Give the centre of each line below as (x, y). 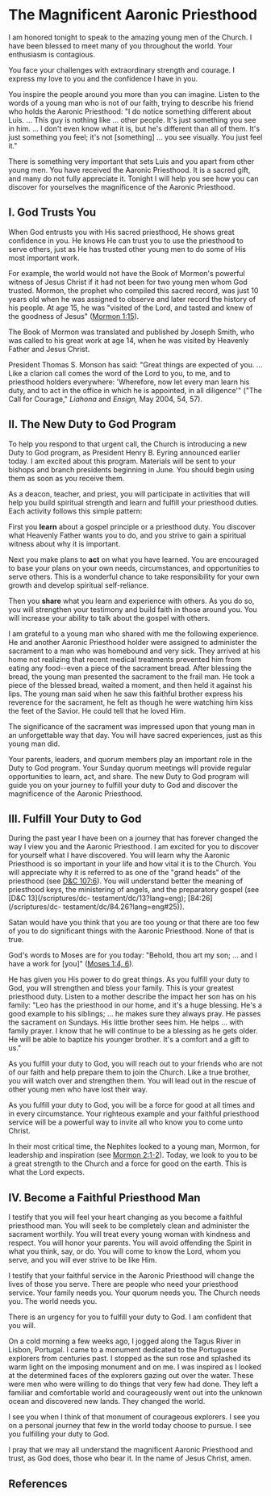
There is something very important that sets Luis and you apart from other (131, 161)
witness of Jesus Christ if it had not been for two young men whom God (128, 282)
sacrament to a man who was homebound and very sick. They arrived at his (134, 651)
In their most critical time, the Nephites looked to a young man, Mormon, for (134, 1146)
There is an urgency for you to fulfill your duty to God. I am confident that (130, 1317)
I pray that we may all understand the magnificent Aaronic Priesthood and (131, 1450)
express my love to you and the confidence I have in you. (103, 78)
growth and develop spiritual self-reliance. (79, 585)
